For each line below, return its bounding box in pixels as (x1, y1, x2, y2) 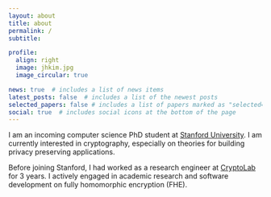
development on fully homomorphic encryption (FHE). (8, 180, 188, 190)
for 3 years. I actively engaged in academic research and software (8, 171, 229, 181)
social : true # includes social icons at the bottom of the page (8, 108, 236, 117)
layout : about (8, 11, 56, 20)
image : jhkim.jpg (15, 64, 74, 72)
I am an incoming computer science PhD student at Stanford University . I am (8, 130, 262, 140)
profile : (8, 49, 38, 57)
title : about (8, 19, 52, 27)
